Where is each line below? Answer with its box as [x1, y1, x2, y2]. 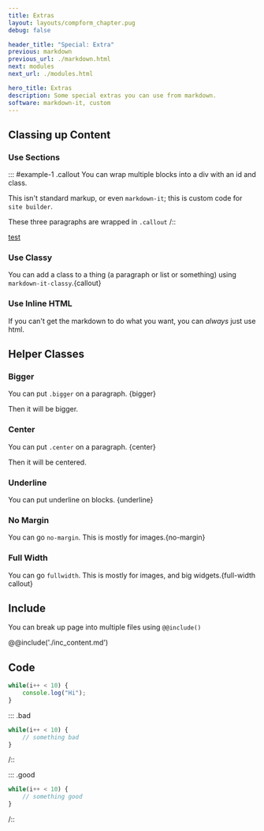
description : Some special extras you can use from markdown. [8, 92, 217, 100]
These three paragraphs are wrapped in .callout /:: [8, 217, 177, 227]
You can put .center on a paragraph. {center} [8, 442, 156, 451]
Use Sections [8, 152, 61, 163]
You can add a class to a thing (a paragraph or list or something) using [8, 270, 236, 280]
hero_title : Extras [8, 84, 73, 92]
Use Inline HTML [8, 298, 73, 309]
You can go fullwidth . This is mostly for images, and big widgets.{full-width [8, 570, 256, 580]
